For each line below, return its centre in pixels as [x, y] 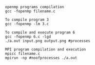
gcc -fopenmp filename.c [30, 11]
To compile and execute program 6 [40, 32]
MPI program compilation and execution [46, 49]
